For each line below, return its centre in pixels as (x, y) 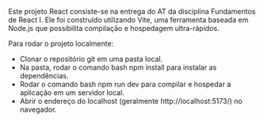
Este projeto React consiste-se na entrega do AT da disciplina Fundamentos (132, 11)
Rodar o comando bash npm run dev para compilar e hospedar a (125, 84)
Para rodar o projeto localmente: (61, 44)
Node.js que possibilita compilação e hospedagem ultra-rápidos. (114, 28)
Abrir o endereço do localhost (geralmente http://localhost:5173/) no (131, 101)
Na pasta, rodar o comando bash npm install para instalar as (118, 67)
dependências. (44, 76)
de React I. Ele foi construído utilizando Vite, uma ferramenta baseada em (128, 20)
